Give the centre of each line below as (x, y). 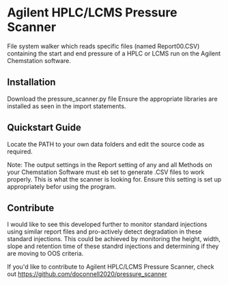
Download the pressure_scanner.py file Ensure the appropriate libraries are (112, 99)
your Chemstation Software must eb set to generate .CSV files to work (106, 172)
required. (20, 151)
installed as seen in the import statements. (67, 106)
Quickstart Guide (44, 128)
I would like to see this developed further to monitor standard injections (107, 225)
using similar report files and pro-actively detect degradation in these (104, 232)
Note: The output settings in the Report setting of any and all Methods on (110, 164)
